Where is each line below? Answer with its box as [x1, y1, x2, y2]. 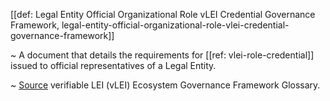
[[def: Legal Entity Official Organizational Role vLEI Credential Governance [10, 9, 316, 20]
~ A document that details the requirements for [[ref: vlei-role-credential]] [10, 49, 315, 61]
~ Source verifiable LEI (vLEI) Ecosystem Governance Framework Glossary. [10, 79, 321, 91]
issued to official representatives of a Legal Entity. [10, 60, 217, 71]
